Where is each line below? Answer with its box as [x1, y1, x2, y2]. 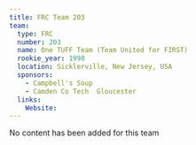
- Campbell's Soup [25, 79, 93, 88]
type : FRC [17, 29, 53, 38]
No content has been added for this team [9, 127, 160, 138]
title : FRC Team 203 [9, 12, 86, 22]
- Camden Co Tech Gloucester [25, 87, 137, 95]
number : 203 [17, 37, 62, 47]
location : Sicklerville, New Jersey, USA [17, 63, 173, 72]
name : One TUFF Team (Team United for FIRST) [17, 46, 189, 55]
